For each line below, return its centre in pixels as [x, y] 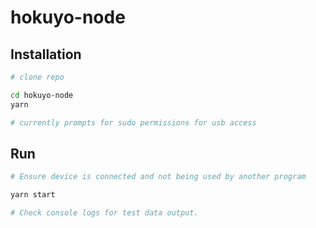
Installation [46, 54]
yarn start [33, 195]
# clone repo [37, 77]
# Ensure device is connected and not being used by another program [158, 177]
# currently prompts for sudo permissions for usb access [133, 122]
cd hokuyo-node [42, 95]
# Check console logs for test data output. [104, 213]
